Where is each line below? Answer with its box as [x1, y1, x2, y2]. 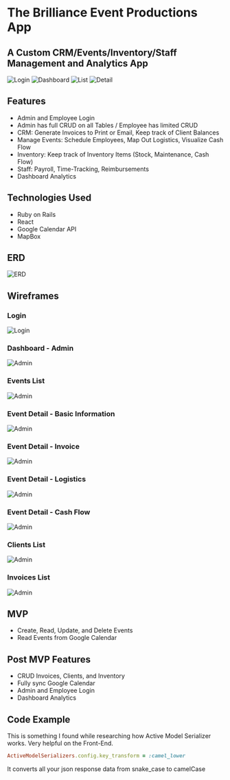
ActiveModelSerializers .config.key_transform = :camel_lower [7, 752, 186, 759]
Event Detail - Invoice [7, 441, 80, 451]
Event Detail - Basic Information [7, 409, 115, 418]
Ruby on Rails [16, 210, 56, 218]
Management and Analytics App [7, 57, 149, 69]
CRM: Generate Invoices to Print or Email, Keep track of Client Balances [16, 128, 220, 137]
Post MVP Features [7, 654, 91, 665]
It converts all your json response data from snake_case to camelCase [7, 764, 206, 773]
